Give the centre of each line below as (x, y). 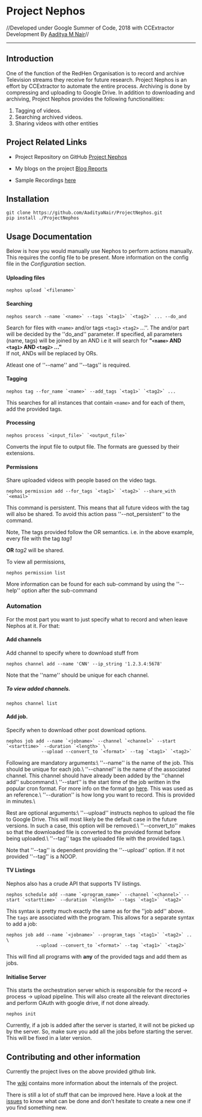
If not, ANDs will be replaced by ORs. (52, 353)
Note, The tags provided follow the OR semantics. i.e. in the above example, (100, 532)
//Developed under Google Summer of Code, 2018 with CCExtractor (90, 28)
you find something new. (37, 1108)
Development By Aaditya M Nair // (47, 34)
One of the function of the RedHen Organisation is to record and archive (95, 73)
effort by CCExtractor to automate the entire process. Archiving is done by (98, 86)
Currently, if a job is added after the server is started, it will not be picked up (100, 1025)
